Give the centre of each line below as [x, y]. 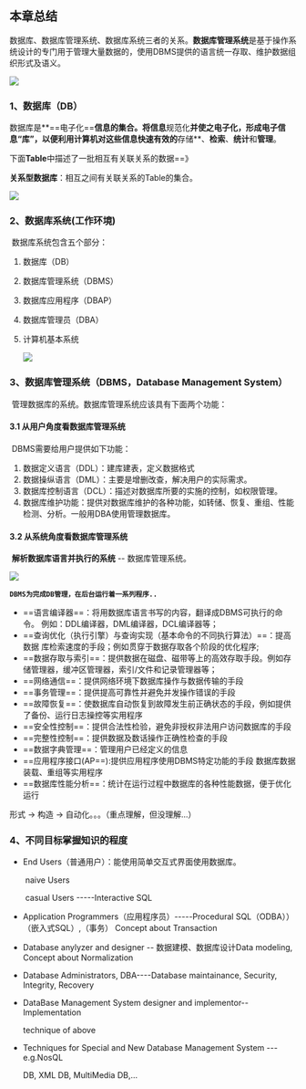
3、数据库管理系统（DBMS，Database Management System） [149, 382]
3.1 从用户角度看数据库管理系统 [67, 426]
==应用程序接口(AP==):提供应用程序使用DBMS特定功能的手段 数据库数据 [159, 761]
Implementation [52, 1012]
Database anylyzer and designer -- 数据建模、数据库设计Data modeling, [158, 948]
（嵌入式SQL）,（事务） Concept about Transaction [120, 928]
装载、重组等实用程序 [62, 772]
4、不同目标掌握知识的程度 [69, 841]
